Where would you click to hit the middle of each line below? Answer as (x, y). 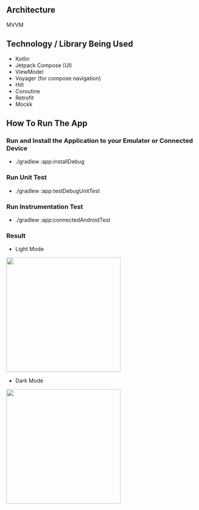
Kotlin (22, 59)
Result (16, 236)
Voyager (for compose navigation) (58, 78)
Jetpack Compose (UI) (44, 65)
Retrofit (24, 98)
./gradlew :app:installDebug (50, 162)
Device (17, 148)
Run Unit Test (26, 178)
